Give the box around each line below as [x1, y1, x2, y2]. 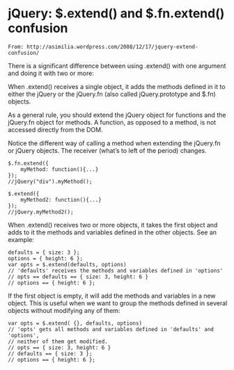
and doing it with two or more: [8, 69, 95, 77]
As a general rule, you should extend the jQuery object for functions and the [8, 111, 226, 119]
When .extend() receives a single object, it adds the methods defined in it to [8, 82, 226, 90]
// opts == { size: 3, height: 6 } [8, 344, 111, 351]
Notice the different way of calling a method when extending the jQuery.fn [8, 138, 221, 147]
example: [8, 235, 34, 243]
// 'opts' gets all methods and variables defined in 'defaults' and [8, 325, 214, 332]
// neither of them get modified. [8, 338, 109, 345]
